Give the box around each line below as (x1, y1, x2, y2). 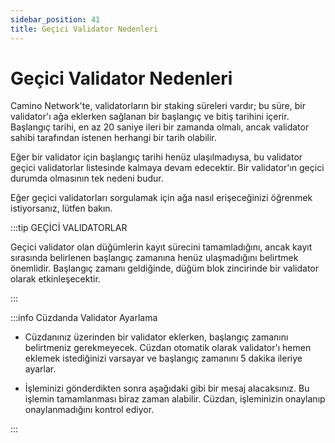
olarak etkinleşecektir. (10, 273, 101, 285)
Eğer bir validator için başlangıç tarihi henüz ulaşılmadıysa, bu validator (10, 151, 303, 163)
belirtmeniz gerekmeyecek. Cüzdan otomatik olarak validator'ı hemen (24, 342, 312, 354)
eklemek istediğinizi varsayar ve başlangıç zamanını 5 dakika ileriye (24, 352, 303, 365)
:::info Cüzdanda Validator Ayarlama (10, 312, 158, 324)
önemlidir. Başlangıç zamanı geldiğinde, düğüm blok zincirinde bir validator (10, 262, 319, 275)
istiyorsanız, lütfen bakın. (10, 202, 113, 215)
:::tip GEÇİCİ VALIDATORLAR (10, 222, 128, 234)
